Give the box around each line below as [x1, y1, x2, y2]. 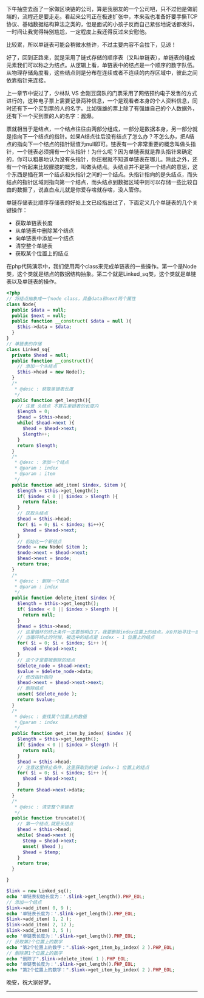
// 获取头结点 [17, 510, 49, 516]
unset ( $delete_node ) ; [17, 691, 78, 697]
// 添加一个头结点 [17, 363, 58, 369]
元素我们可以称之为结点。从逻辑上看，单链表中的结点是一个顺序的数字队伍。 [6, 61, 198, 69]
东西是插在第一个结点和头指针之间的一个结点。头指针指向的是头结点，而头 [11, 171, 198, 178]
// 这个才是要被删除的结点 [17, 657, 75, 663]
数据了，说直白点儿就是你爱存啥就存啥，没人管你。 [16, 186, 144, 193]
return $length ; [17, 442, 59, 448]
